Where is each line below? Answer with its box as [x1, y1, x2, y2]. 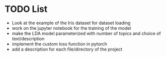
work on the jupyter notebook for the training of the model [11, 25, 131, 31]
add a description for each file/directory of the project [11, 46, 123, 52]
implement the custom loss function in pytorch [11, 41, 107, 47]
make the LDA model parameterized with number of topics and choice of [11, 30, 161, 36]
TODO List [4, 3, 48, 15]
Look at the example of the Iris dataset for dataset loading [11, 20, 131, 26]
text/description [11, 36, 45, 42]
